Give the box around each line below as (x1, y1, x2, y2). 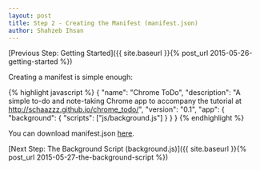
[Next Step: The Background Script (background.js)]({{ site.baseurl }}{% (8, 144, 247, 154)
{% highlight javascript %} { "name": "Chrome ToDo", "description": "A (8, 88, 242, 97)
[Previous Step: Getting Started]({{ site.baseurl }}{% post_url (8, 49, 209, 58)
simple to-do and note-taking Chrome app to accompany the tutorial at (8, 97, 242, 106)
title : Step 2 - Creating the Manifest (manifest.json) (8, 19, 198, 27)
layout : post (8, 11, 52, 20)
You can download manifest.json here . (8, 128, 134, 138)
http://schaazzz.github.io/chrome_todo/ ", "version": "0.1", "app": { (8, 105, 226, 114)
